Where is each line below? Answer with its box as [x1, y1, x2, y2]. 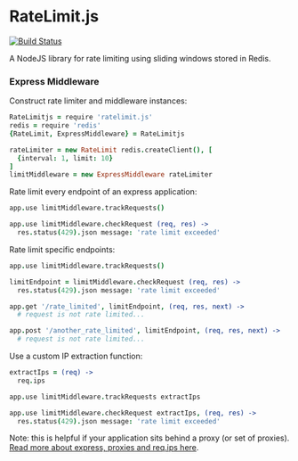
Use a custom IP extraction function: [9, 350, 143, 362]
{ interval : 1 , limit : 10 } [17, 153, 114, 162]
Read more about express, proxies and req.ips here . [9, 442, 199, 453]
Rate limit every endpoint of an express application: [9, 186, 197, 197]
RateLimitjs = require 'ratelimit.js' [9, 113, 153, 122]
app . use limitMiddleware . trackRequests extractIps [9, 392, 201, 401]
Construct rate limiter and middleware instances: [9, 95, 188, 106]
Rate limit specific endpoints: [9, 243, 116, 255]
